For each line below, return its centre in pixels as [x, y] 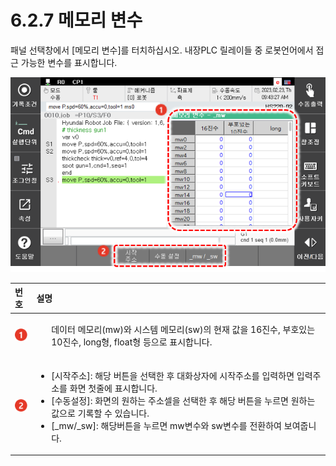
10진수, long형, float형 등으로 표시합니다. [132, 342]
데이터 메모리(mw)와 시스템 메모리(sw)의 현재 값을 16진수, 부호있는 [183, 330]
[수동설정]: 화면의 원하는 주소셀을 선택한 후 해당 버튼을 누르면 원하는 [183, 400]
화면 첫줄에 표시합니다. [113, 388]
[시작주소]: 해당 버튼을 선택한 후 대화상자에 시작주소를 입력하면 [173, 375]
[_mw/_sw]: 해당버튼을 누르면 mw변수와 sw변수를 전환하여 [166, 425]
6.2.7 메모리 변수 [76, 20]
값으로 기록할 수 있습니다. [100, 413]
